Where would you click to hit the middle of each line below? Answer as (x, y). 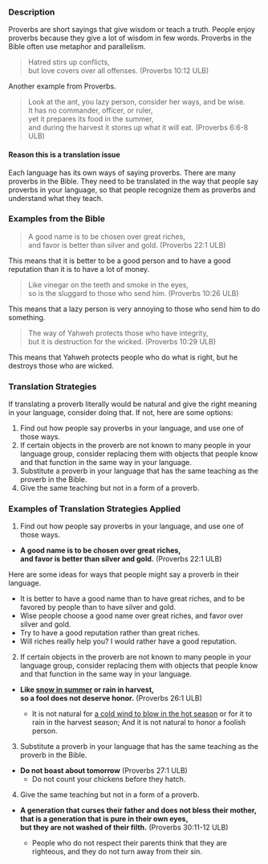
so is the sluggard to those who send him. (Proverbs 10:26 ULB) (133, 293)
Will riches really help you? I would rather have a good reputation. (128, 641)
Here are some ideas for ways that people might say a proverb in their (124, 574)
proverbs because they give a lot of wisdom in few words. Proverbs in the (130, 38)
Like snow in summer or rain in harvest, (87, 689)
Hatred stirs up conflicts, (69, 62)
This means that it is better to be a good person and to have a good (120, 261)
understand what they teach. (56, 198)
